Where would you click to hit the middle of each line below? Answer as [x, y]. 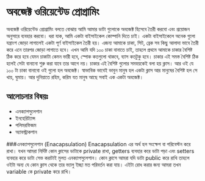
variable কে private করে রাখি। [39, 171]
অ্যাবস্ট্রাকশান [26, 132]
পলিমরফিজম [26, 125]
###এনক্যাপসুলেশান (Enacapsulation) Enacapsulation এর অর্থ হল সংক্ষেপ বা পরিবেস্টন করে [99, 144]
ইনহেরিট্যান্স [25, 118]
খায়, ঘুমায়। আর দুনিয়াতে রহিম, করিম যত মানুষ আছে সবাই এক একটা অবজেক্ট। [75, 77]
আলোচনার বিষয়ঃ [27, 97]
